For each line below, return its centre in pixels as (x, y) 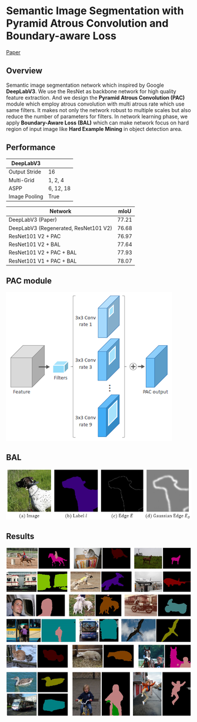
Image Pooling (26, 196)
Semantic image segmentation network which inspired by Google (85, 85)
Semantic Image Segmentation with (95, 11)
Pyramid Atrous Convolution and (87, 23)
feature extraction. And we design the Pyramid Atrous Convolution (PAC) (96, 97)
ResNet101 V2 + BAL (34, 245)
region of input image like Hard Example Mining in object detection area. (94, 129)
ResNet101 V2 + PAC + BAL (43, 252)
